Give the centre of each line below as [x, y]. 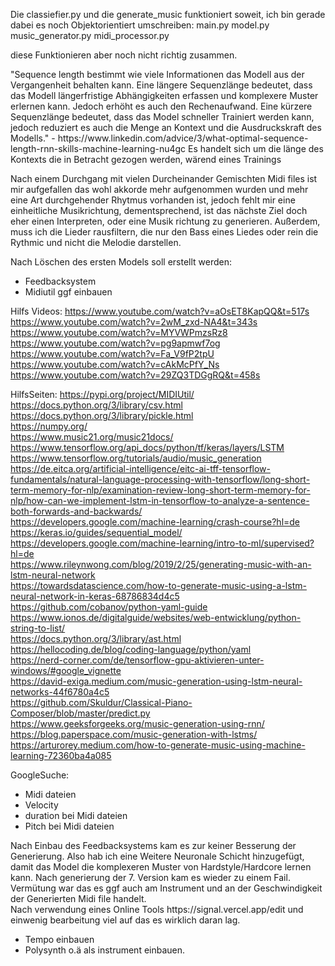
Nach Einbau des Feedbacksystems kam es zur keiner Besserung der [153, 845]
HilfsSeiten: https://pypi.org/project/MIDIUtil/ [102, 394]
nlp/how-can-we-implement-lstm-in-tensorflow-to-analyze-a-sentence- [160, 500]
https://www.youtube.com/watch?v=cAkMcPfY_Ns [115, 364]
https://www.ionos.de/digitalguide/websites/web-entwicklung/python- [156, 617]
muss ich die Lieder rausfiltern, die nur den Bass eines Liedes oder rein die [164, 232]
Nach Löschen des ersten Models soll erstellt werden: [121, 262]
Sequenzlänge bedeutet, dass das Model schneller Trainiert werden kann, [162, 117]
